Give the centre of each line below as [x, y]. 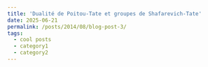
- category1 [31, 46]
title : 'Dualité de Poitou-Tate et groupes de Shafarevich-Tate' [104, 14]
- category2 [31, 53]
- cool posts [33, 40]
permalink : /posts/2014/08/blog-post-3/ [67, 27]
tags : [15, 33]
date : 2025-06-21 [33, 20]
